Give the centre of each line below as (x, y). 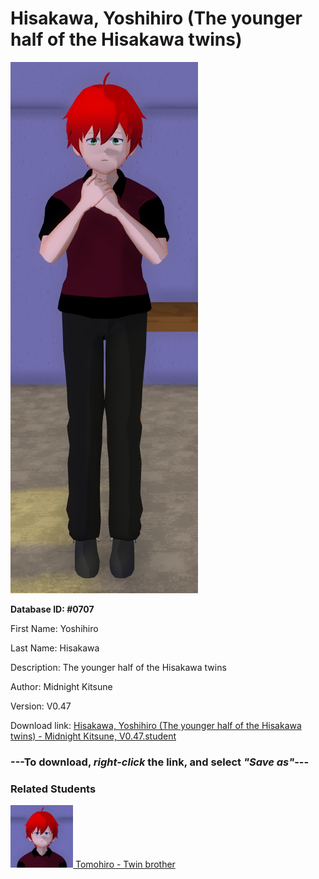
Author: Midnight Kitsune (61, 686)
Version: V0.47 (41, 706)
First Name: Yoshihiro (54, 628)
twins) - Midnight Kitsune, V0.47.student (93, 736)
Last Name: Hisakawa (55, 648)
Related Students (53, 789)
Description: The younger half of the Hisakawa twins (118, 667)
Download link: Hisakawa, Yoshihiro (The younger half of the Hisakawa (156, 725)
